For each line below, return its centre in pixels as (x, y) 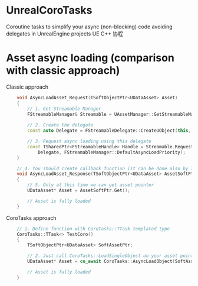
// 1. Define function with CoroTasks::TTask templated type (93, 229)
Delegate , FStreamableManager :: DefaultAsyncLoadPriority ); (111, 152)
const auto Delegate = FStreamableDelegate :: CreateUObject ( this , (109, 131)
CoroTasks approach (31, 218)
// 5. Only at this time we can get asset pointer (91, 185)
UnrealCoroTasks (49, 10)
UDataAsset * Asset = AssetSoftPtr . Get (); (79, 190)
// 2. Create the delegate (60, 125)
